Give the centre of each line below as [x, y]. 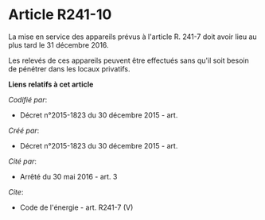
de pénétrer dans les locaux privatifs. [69, 68]
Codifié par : [28, 99]
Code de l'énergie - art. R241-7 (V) [76, 207]
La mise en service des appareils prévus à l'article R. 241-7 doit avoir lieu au [132, 37]
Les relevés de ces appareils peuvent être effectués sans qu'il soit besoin [129, 60]
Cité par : [23, 161]
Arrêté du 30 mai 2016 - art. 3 [68, 176]
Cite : [16, 191]
